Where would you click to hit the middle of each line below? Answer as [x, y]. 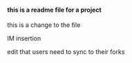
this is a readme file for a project [54, 10]
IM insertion [24, 39]
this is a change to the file [44, 25]
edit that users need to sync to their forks [66, 52]
